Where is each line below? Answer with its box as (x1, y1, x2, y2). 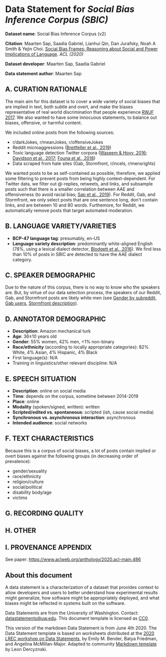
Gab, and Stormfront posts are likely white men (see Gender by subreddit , (5, 295, 157, 301)
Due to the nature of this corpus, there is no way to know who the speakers (5, 284, 160, 290)
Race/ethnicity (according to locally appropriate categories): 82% (12, 344, 149, 350)
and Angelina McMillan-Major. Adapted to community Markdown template (5, 641, 157, 647)
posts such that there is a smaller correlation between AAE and (5, 186, 135, 192)
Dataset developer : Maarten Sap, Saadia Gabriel (5, 61, 106, 67)
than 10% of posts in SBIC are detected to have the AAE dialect (12, 251, 142, 257)
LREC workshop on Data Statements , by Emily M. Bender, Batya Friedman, (5, 635, 158, 642)
